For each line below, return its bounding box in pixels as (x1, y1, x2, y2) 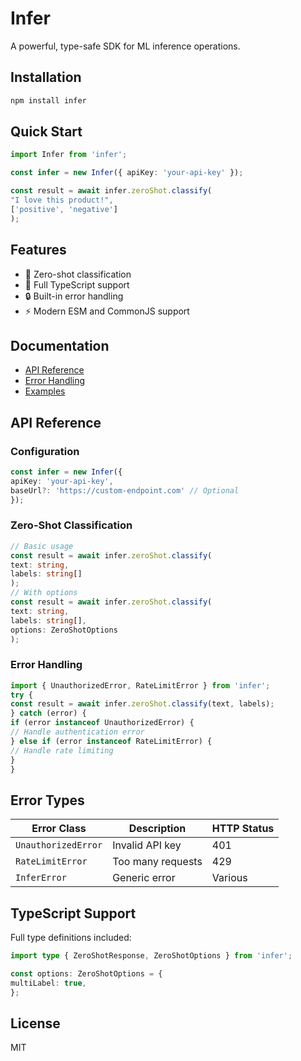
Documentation (10, 337, 110, 354)
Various (211, 871, 248, 885)
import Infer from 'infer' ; (10, 150, 128, 160)
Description (128, 822, 187, 836)
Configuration (10, 444, 80, 458)
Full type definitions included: (10, 932, 132, 944)
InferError (15, 872, 67, 884)
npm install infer (10, 95, 87, 106)
